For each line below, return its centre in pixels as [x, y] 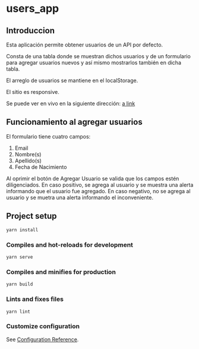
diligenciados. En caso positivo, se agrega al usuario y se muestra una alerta [100, 185]
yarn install [22, 230]
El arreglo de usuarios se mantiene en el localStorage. [72, 80]
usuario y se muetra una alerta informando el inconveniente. [80, 197]
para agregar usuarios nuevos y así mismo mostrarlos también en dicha [94, 62]
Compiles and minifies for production [61, 272]
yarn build [20, 284]
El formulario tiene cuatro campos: [48, 136]
